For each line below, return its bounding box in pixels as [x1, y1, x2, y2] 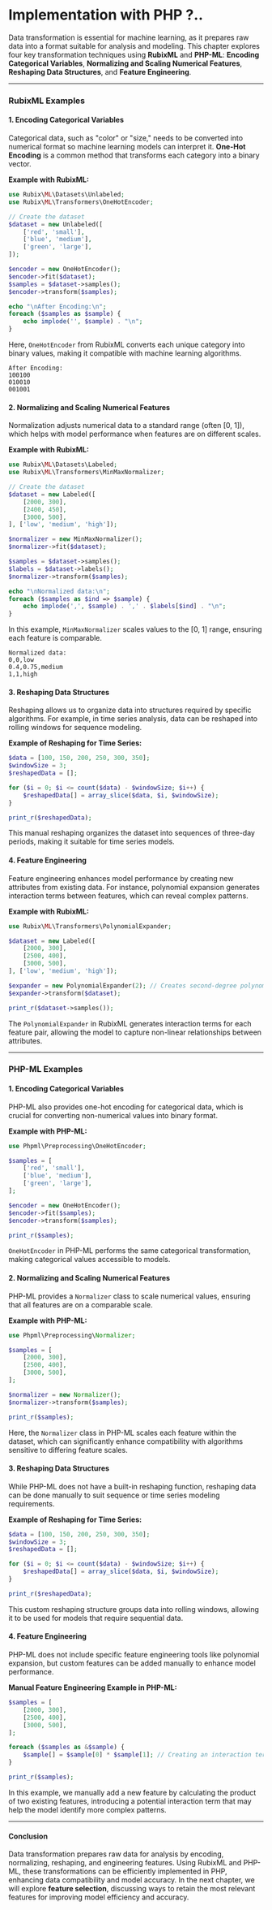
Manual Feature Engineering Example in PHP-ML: [8, 1683, 177, 1692]
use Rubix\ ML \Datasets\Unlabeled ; [8, 191, 125, 199]
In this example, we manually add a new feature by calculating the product [8, 1787, 257, 1797]
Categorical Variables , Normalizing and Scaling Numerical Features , [8, 58, 243, 68]
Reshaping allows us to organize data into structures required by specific [8, 705, 252, 715]
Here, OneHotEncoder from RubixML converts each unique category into [8, 339, 245, 350]
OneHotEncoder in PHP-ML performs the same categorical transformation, [8, 1246, 251, 1255]
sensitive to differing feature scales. [8, 1445, 128, 1454]
